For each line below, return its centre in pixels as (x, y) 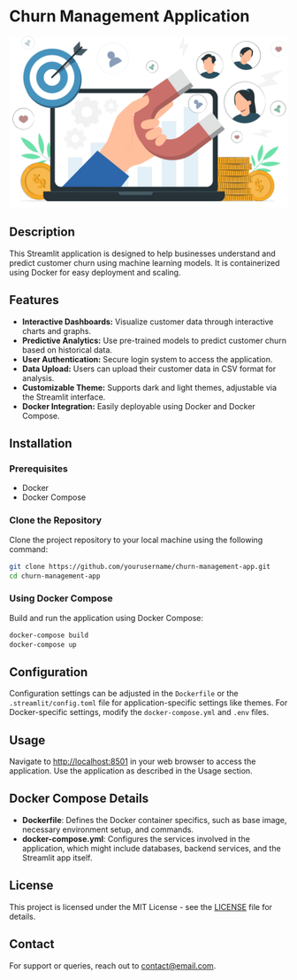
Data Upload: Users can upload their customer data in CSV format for (149, 369)
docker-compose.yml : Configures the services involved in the (136, 838)
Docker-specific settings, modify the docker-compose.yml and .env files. (139, 712)
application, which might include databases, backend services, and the (151, 848)
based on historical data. (67, 350)
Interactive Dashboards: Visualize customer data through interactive (148, 322)
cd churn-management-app (55, 576)
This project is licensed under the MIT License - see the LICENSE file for (141, 906)
